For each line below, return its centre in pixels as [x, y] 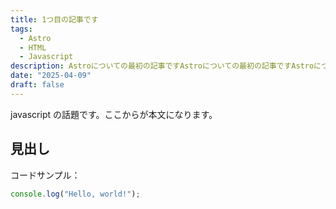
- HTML [33, 47]
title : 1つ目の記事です [54, 19]
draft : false [37, 85]
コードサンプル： [45, 175]
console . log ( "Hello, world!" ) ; [75, 194]
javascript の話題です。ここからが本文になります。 [114, 114]
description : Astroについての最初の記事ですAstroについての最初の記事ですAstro [162, 66]
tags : [21, 29]
